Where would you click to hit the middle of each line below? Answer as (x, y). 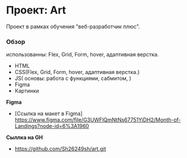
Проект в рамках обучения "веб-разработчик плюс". (73, 26)
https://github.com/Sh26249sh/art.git (60, 149)
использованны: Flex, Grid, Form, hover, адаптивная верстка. (83, 55)
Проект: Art (36, 10)
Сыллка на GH (24, 137)
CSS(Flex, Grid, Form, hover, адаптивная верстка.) (77, 72)
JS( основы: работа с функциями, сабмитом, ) (73, 78)
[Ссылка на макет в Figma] (48, 114)
